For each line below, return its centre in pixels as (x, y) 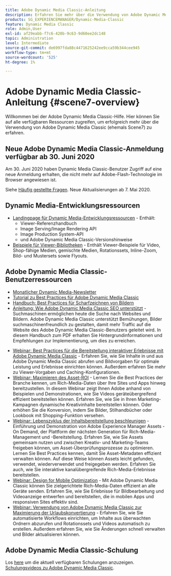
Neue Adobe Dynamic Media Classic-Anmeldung (84, 149)
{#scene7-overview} (95, 103)
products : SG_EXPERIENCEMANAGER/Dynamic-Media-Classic (65, 19)
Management (26, 437)
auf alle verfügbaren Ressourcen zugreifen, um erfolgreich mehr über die (82, 122)
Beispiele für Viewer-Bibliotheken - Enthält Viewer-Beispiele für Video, (86, 245)
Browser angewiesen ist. (31, 180)
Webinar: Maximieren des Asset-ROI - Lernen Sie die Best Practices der (88, 378)
